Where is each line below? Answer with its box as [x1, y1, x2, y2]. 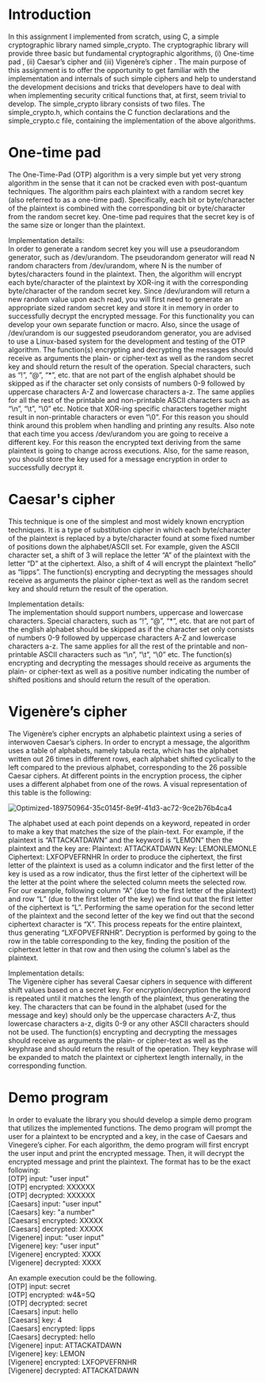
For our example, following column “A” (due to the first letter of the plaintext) [8, 885, 257, 895]
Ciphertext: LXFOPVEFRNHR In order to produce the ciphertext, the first [8, 852, 243, 861]
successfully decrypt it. [8, 462, 85, 472]
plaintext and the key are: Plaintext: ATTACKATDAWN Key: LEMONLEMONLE [8, 843, 257, 853]
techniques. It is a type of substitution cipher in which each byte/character [8, 525, 251, 534]
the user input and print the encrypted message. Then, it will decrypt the [8, 1148, 245, 1157]
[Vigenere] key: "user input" [8, 1241, 100, 1250]
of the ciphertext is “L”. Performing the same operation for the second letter [8, 902, 255, 912]
